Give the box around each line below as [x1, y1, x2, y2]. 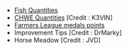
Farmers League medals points [13, 21, 105, 29]
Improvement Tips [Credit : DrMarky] [13, 28, 123, 37]
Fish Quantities [13, 6, 58, 14]
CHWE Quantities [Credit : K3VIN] [13, 13, 113, 22]
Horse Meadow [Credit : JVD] [13, 36, 101, 44]
